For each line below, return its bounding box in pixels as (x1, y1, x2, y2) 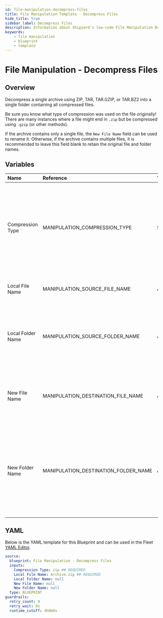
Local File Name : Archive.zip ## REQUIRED (14, 572, 101, 577)
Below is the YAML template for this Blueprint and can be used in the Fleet (5, 539, 153, 545)
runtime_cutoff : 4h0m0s (9, 608, 57, 613)
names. (5, 146, 20, 152)
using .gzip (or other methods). (5, 121, 68, 127)
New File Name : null (14, 581, 55, 586)
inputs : (9, 563, 25, 568)
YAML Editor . (5, 545, 31, 550)
